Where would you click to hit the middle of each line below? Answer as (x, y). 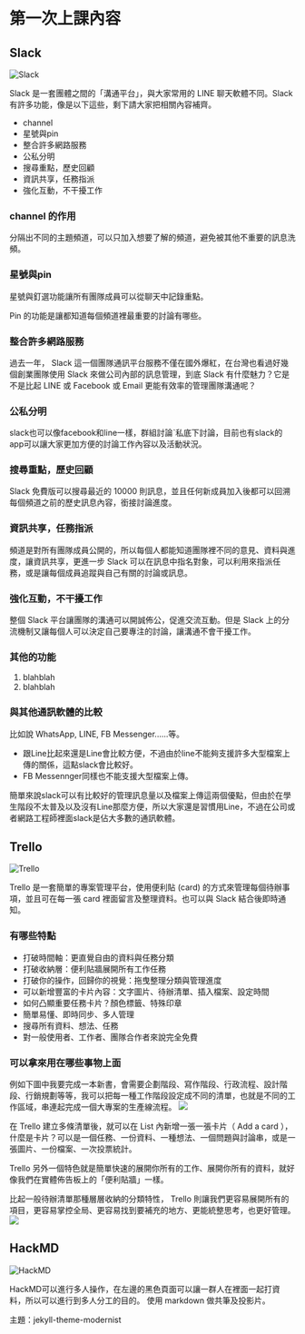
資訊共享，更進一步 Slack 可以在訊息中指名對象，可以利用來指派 (153, 561)
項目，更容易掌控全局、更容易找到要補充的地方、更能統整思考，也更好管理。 (152, 1210)
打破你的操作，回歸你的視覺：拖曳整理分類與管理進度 (122, 980)
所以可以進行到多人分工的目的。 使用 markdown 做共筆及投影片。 (148, 1300)
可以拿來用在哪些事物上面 (65, 1062)
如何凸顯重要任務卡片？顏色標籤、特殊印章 (102, 1003)
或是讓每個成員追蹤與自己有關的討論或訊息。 (108, 572)
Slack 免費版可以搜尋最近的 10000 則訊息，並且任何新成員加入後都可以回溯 (150, 491)
